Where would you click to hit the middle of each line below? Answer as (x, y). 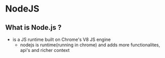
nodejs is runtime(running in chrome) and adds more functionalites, (90, 45)
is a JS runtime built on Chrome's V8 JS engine (62, 39)
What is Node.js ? (33, 27)
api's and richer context (45, 50)
